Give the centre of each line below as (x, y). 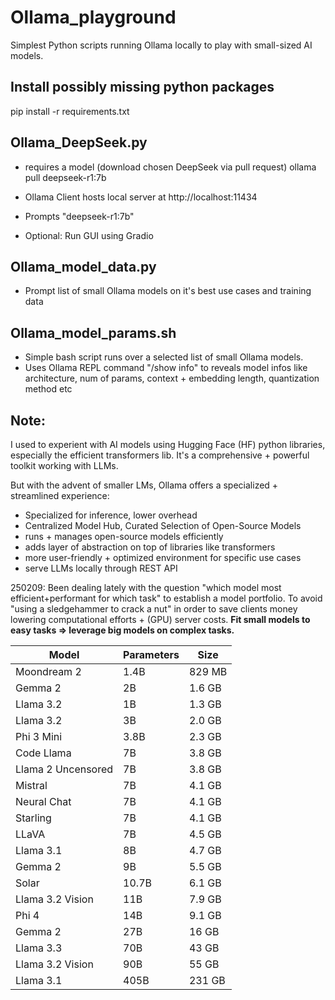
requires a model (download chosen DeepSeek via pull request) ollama (170, 167)
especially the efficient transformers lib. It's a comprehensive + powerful (160, 455)
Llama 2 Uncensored (64, 769)
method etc (48, 389)
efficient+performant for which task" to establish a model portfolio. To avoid (166, 598)
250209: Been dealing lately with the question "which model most (146, 587)
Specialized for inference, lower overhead (111, 515)
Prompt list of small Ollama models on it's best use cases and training (168, 291)
